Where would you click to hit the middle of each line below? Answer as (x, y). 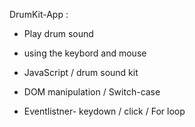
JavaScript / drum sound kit (81, 72)
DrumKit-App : (39, 14)
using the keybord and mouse (85, 53)
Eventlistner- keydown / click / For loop (104, 111)
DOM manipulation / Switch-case (92, 92)
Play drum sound (58, 33)
